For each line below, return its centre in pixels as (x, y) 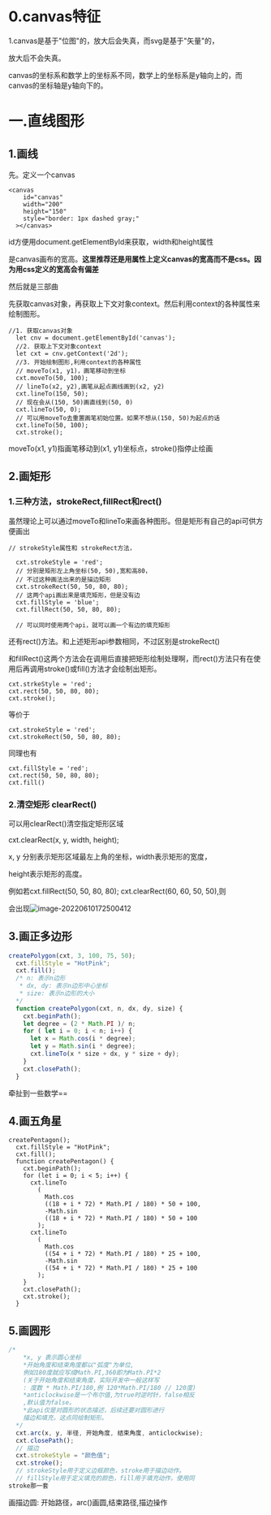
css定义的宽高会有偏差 (60, 269)
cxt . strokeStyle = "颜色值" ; (63, 1456)
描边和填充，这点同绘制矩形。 (65, 1418)
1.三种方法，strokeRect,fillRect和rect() (85, 502)
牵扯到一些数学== (38, 1093)
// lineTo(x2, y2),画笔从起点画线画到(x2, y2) (90, 387)
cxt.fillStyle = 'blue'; (58, 602)
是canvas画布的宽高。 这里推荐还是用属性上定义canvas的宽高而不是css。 (131, 259)
